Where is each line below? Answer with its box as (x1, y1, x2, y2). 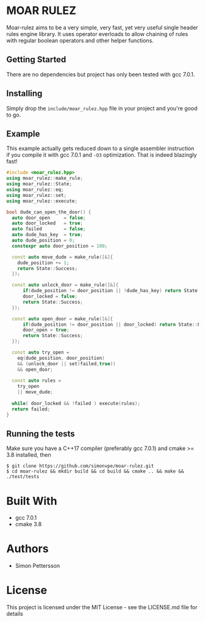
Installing (6, 88, 43, 99)
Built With (6, 494, 57, 508)
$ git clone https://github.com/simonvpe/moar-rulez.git (6, 463, 154, 470)
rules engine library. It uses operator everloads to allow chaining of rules (6, 30, 189, 37)
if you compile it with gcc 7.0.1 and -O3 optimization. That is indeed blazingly (6, 151, 197, 159)
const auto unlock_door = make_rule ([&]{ (12, 282, 119, 288)
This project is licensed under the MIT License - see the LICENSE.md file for (6, 604, 198, 611)
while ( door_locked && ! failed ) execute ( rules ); (12, 400, 140, 406)
